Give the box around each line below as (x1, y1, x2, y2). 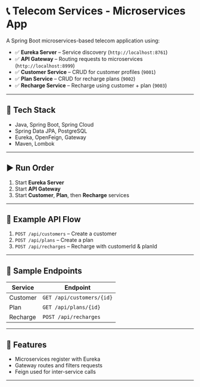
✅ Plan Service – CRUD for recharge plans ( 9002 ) (14, 75, 136, 82)
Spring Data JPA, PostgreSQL (14, 127, 87, 134)
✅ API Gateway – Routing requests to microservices (14, 55, 143, 62)
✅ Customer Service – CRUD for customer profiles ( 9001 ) (14, 68, 156, 75)
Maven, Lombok (14, 140, 55, 147)
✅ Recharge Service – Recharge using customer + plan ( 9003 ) (14, 82, 167, 89)
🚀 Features (6, 339, 47, 350)
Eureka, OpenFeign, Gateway (14, 133, 86, 141)
